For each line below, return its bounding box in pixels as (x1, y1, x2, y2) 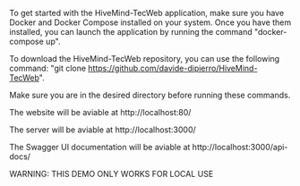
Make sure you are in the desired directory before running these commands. (9, 89, 291, 100)
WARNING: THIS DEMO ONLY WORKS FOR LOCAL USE (9, 169, 214, 179)
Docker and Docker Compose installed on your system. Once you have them (9, 17, 292, 28)
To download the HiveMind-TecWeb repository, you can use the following (9, 54, 280, 63)
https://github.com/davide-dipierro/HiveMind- (88, 63, 258, 73)
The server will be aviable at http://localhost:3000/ (9, 124, 197, 135)
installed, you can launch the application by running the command (9, 27, 253, 37)
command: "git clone (9, 63, 87, 73)
